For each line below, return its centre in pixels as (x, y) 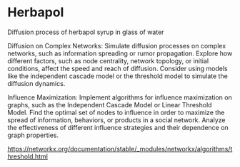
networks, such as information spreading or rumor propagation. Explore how (120, 53)
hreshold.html (28, 156)
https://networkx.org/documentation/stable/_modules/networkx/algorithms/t (120, 149)
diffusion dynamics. (36, 83)
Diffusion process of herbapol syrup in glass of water (86, 32)
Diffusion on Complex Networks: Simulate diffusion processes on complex (117, 45)
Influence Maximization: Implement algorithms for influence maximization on (120, 97)
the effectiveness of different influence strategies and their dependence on (118, 127)
